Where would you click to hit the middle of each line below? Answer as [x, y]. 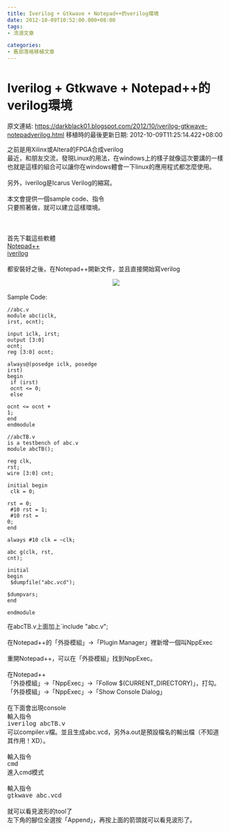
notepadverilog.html [36, 134]
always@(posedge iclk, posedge [52, 364]
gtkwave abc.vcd [35, 796]
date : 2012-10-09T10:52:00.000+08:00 [61, 20]
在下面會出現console [37, 708]
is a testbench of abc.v [43, 443]
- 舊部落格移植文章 [31, 52]
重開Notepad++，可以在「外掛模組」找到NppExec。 [82, 658]
